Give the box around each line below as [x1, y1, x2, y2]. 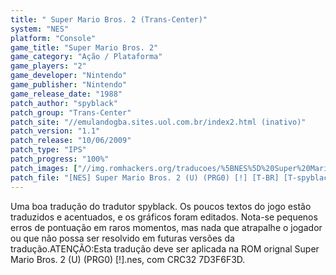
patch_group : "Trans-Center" [10, 107, 132, 118]
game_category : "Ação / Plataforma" [10, 52, 163, 62]
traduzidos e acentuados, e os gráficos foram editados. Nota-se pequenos [10, 211, 318, 223]
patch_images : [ [10, 163, 78, 173]
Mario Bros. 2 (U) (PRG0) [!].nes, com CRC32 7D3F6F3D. [10, 253, 246, 265]
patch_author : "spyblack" [10, 98, 118, 108]
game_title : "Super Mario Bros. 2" [10, 42, 159, 53]
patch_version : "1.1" [10, 126, 101, 136]
